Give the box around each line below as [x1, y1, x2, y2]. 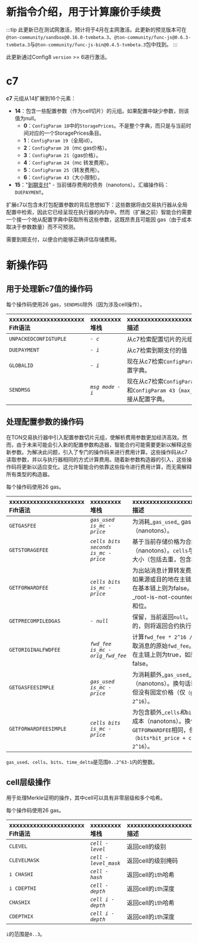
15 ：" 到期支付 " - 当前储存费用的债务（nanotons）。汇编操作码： [14, 181, 170, 188]
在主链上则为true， [132, 651, 185, 659]
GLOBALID [9, 362, 34, 369]
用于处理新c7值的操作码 [6, 284, 93, 294]
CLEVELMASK [9, 857, 39, 863]
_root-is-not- [132, 593, 171, 601]
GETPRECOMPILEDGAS [9, 617, 61, 624]
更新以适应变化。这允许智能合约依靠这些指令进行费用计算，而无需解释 [21, 463, 192, 470]
